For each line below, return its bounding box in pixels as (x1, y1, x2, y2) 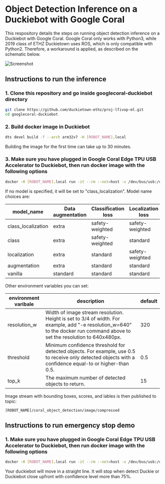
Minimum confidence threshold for (45, 342, 125, 348)
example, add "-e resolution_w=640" (45, 321, 132, 328)
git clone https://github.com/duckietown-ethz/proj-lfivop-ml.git (5, 107, 144, 112)
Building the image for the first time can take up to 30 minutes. (5, 143, 132, 149)
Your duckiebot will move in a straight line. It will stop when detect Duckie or (5, 468, 160, 474)
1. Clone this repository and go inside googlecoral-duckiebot (5, 90, 153, 97)
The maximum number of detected (45, 374, 126, 381)
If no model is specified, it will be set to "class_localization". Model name (5, 188, 152, 194)
